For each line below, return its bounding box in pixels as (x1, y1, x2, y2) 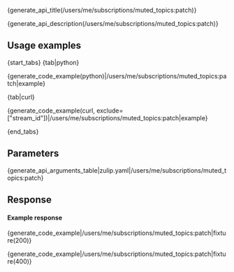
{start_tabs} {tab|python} (7, 58, 80, 66)
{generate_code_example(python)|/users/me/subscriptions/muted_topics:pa (7, 71, 227, 80)
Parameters (7, 148, 59, 159)
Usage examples (7, 40, 82, 52)
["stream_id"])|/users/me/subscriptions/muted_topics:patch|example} (7, 113, 208, 122)
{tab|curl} (7, 92, 35, 101)
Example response (7, 213, 63, 222)
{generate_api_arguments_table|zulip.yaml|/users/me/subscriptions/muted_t (7, 166, 227, 174)
